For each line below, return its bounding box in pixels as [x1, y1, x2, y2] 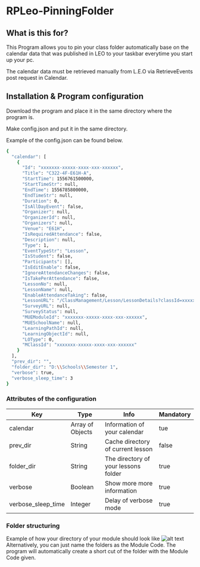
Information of [105, 420, 145, 428]
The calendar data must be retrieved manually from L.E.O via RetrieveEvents [6, 68, 193, 75]
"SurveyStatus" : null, [21, 309, 79, 315]
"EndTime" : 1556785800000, [21, 186, 89, 193]
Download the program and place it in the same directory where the [6, 107, 173, 114]
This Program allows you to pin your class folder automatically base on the [6, 43, 189, 51]
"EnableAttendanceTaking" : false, [21, 292, 108, 298]
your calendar [105, 428, 144, 436]
